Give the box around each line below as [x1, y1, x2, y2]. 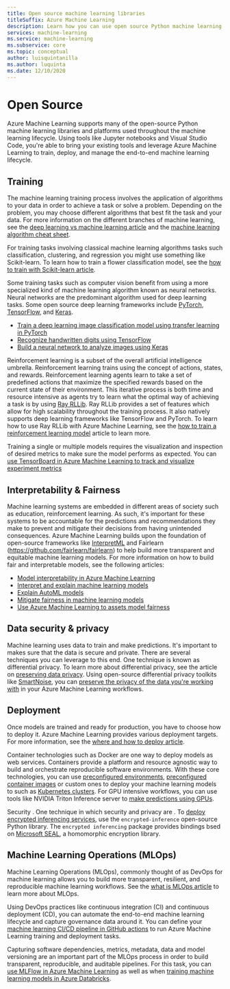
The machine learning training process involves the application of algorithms [7, 194, 223, 202]
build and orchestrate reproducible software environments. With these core [7, 765, 220, 773]
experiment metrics [7, 464, 62, 473]
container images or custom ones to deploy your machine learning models [7, 779, 217, 788]
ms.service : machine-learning [7, 36, 94, 42]
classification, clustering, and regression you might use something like [7, 251, 205, 259]
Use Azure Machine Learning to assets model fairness [16, 603, 170, 611]
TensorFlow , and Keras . [7, 308, 74, 316]
